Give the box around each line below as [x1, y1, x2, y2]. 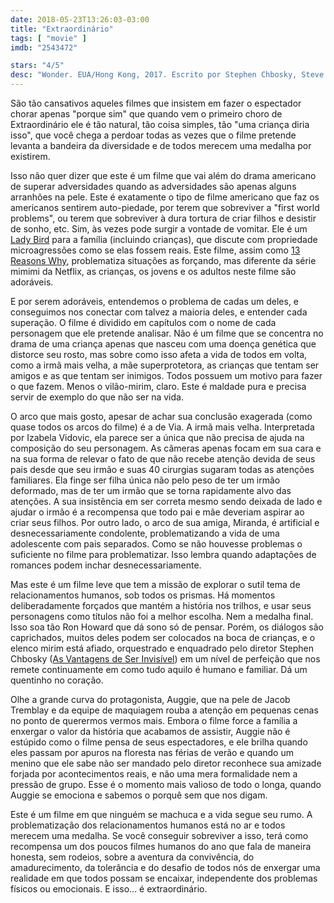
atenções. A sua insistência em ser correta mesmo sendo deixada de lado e [10, 496, 323, 507]
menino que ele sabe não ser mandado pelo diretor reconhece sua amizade [10, 757, 322, 769]
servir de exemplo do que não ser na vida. [10, 391, 184, 403]
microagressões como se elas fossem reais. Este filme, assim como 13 [10, 244, 301, 256]
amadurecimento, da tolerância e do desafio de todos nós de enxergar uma [10, 862, 321, 873]
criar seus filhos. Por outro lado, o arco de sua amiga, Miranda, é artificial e [10, 517, 320, 528]
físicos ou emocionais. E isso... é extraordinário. [10, 883, 208, 895]
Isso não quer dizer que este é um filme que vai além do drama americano [10, 170, 317, 181]
